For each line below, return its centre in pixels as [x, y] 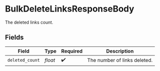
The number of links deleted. [120, 60]
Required [72, 51]
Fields [15, 37]
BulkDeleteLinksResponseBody [70, 9]
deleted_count [24, 60]
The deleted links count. [29, 22]
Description [120, 51]
